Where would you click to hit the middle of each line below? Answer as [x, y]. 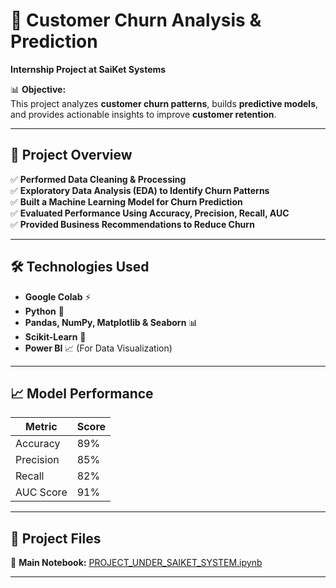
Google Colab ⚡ [58, 296]
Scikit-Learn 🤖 [55, 336]
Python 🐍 [44, 311]
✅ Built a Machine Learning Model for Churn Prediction [126, 201]
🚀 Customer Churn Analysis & [136, 20]
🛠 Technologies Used [80, 267]
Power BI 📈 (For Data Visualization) [98, 348]
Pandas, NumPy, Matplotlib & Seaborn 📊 [111, 322]
